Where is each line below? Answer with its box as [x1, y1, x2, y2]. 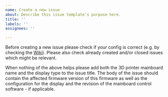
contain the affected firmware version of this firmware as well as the [5, 75, 148, 81]
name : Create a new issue [5, 7, 60, 13]
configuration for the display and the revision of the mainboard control [5, 81, 152, 87]
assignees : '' [5, 26, 35, 31]
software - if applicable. [5, 86, 55, 92]
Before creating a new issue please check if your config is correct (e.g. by [5, 44, 160, 50]
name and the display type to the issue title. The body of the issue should [5, 70, 158, 76]
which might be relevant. [5, 55, 57, 61]
